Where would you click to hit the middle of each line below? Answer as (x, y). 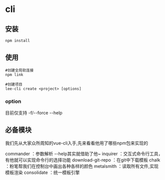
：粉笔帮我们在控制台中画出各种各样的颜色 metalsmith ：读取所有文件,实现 (82, 166)
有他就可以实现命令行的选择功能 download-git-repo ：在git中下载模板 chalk (83, 160)
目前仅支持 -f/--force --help (34, 112)
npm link (14, 74)
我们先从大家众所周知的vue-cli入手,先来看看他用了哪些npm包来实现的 (77, 143)
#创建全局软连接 (19, 70)
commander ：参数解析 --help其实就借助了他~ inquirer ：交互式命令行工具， (84, 153)
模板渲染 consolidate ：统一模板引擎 (42, 172)
